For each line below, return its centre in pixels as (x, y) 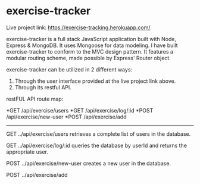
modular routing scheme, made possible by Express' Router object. (88, 58)
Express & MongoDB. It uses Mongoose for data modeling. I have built (92, 45)
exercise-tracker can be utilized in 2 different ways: (69, 69)
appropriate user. (27, 152)
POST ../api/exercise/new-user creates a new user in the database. (89, 163)
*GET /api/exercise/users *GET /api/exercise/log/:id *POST (80, 110)
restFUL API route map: (35, 99)
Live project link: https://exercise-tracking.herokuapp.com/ (78, 27)
